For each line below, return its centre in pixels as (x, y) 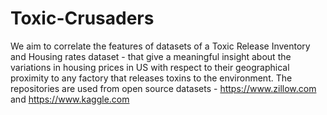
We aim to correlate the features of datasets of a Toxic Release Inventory (160, 46)
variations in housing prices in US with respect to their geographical (150, 67)
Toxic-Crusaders (82, 18)
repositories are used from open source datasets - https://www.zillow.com (163, 88)
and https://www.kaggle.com (70, 99)
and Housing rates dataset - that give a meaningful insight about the (151, 56)
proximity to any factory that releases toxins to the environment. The (151, 78)
